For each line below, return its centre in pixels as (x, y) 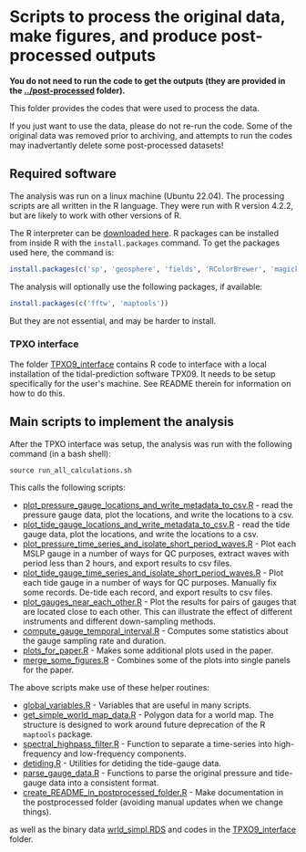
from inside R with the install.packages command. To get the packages (145, 243)
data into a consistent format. (104, 783)
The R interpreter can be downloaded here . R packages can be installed (144, 233)
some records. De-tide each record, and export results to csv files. (148, 592)
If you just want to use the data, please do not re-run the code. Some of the (151, 126)
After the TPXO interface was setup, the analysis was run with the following (151, 443)
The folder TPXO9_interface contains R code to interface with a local (138, 364)
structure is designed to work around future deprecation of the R (144, 724)
